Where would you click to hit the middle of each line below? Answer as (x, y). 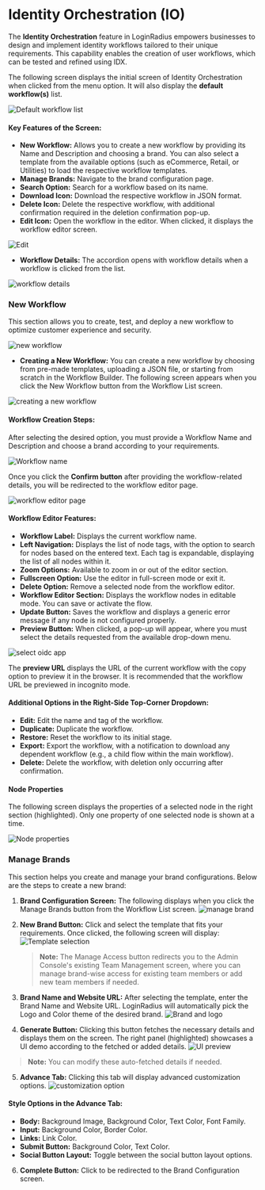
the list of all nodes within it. (65, 561)
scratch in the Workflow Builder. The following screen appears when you (138, 377)
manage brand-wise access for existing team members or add (141, 974)
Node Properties (36, 789)
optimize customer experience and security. (80, 330)
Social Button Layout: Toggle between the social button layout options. (136, 1154)
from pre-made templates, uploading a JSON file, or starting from (126, 369)
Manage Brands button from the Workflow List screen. (108, 909)
